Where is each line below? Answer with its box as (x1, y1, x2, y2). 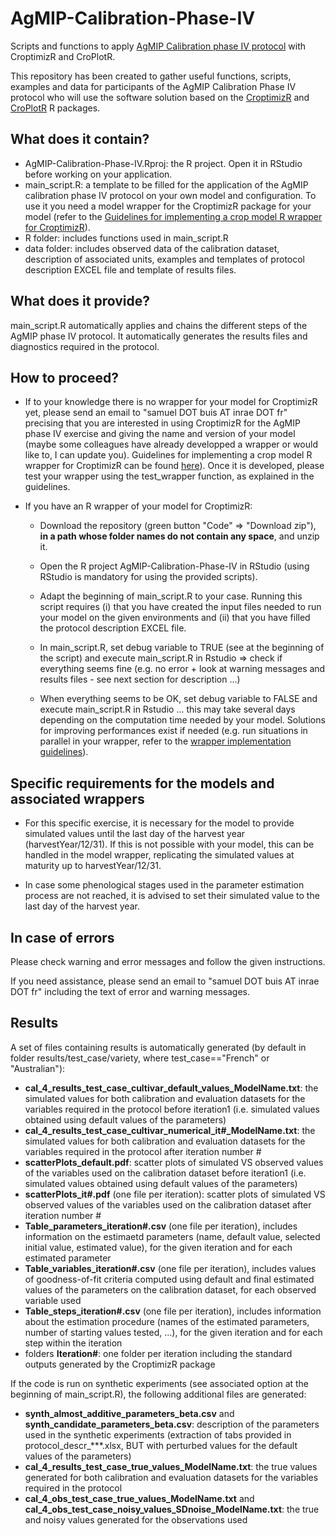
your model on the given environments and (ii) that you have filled (39, 612, 311, 624)
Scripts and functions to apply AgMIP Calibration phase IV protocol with (10, 40, 307, 52)
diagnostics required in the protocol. (10, 340, 160, 352)
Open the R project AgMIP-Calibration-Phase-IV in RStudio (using (39, 560, 310, 572)
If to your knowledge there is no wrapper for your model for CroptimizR (24, 396, 318, 408)
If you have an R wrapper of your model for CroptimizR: (24, 500, 253, 512)
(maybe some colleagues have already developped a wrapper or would (24, 438, 318, 451)
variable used (24, 1294, 82, 1306)
